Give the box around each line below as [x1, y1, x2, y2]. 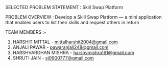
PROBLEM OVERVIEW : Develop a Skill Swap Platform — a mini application [5, 14, 162, 20]
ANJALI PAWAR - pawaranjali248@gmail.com [12, 44, 109, 50]
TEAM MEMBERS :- [5, 29, 46, 35]
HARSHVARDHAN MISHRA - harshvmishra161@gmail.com [12, 50, 134, 55]
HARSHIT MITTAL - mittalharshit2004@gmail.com [12, 39, 118, 45]
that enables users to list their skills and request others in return [5, 20, 139, 25]
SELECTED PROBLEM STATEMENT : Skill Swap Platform [5, 5, 124, 10]
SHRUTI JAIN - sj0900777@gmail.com [12, 55, 94, 61]
